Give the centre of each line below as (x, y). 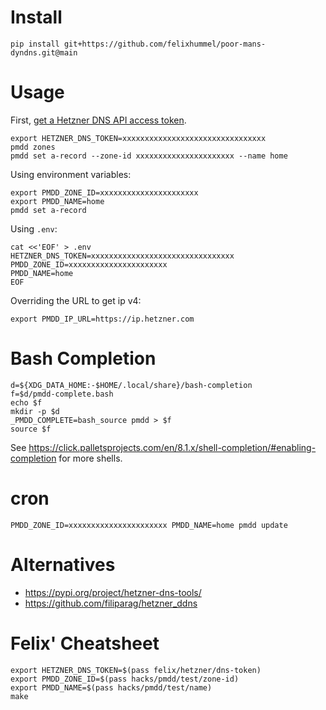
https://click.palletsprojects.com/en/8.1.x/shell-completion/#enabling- (172, 447)
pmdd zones (33, 147)
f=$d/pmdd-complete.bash (62, 394)
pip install (35, 44)
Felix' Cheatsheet (85, 643)
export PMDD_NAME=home (57, 201)
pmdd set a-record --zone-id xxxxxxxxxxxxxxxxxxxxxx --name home (149, 156)
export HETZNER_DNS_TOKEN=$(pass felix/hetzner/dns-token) (136, 670)
